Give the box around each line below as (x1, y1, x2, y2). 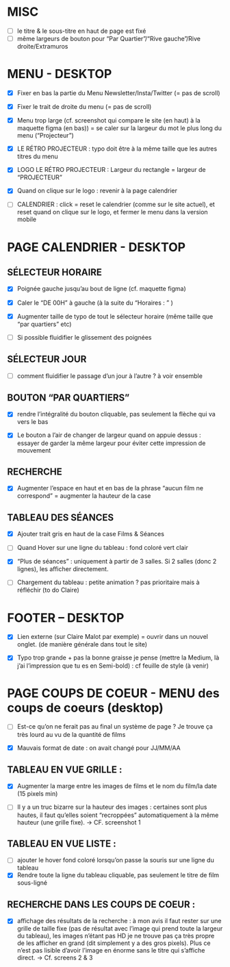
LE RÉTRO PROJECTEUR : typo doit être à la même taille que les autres (16, 145, 218, 153)
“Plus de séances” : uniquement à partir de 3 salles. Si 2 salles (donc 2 (16, 557, 217, 566)
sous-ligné (16, 879, 48, 887)
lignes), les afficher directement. (16, 565, 109, 573)
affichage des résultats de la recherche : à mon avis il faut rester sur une (16, 917, 222, 925)
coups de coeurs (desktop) (7, 700, 164, 716)
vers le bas (16, 418, 49, 426)
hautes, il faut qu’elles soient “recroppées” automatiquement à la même (16, 811, 219, 819)
